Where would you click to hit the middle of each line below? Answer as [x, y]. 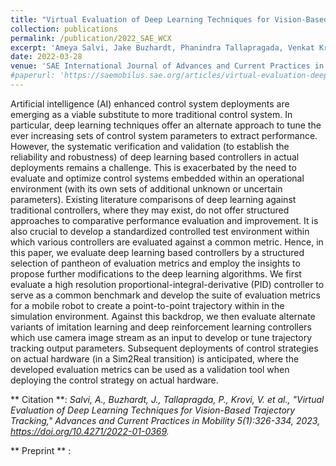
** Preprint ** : [41, 450]
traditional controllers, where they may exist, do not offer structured [150, 210]
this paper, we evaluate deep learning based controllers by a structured [157, 252]
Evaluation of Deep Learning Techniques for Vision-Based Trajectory [153, 410]
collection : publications [64, 29]
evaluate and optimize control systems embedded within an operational [157, 178]
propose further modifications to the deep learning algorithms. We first [156, 273]
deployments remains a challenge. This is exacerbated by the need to [153, 167]
